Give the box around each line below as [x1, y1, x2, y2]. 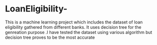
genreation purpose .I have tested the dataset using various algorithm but [5, 29, 152, 35]
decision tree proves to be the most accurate [5, 34, 95, 40]
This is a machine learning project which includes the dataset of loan [5, 19, 143, 25]
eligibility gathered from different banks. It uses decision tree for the [5, 24, 142, 30]
